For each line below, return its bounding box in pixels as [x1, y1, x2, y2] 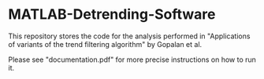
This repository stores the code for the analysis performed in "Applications [8, 31, 251, 41]
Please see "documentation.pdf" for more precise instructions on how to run [8, 55, 256, 64]
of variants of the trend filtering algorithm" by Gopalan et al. [8, 39, 203, 48]
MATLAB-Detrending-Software [8, 5, 216, 23]
